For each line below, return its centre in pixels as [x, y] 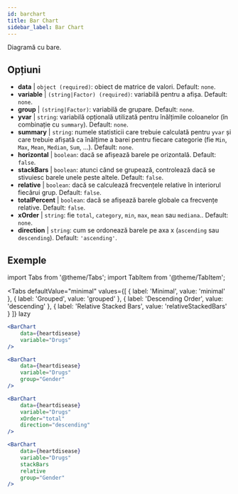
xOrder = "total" [43, 419]
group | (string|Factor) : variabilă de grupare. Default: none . [106, 109]
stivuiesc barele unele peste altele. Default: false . [91, 178]
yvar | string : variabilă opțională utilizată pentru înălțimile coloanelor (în [123, 117]
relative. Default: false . [52, 208]
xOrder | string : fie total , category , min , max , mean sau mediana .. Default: [123, 215]
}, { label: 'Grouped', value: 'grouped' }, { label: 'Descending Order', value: [115, 299]
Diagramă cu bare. [34, 48]
